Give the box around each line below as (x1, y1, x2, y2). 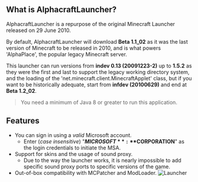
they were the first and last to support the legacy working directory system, (6, 68, 190, 76)
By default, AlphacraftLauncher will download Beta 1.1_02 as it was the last (6, 38, 188, 45)
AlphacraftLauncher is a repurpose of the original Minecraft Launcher (6, 20, 176, 27)
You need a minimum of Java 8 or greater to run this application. (20, 99, 177, 106)
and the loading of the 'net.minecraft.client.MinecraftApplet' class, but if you (6, 74, 192, 82)
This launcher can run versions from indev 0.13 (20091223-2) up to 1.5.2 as (6, 62, 192, 69)
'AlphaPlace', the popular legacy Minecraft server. (6, 50, 127, 58)
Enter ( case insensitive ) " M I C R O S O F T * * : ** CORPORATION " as (23, 138, 185, 145)
